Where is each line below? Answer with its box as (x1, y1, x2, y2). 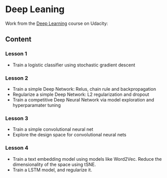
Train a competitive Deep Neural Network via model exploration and (12, 96, 154, 102)
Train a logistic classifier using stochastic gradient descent (12, 62, 136, 68)
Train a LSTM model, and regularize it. (12, 166, 93, 173)
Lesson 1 (5, 50, 27, 57)
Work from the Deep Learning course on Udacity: (5, 20, 108, 26)
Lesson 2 (5, 75, 28, 82)
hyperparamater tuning (12, 102, 61, 108)
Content (5, 35, 32, 44)
